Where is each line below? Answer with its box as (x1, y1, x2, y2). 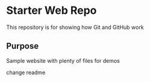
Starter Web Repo (6, 4, 97, 17)
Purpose (6, 41, 39, 51)
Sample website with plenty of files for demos (6, 57, 120, 64)
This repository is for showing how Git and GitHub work (6, 24, 144, 31)
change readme (6, 69, 46, 76)
